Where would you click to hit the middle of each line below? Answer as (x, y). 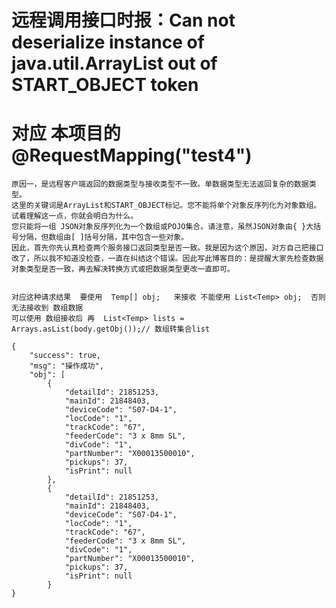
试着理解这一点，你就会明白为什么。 (75, 216)
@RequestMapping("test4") (132, 155)
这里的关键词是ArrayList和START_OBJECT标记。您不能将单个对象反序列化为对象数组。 (166, 206)
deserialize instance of (108, 42)
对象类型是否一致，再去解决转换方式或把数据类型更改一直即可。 (123, 269)
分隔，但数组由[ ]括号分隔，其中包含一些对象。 (103, 237)
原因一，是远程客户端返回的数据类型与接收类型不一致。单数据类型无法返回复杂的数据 (160, 184)
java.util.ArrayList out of (114, 63)
